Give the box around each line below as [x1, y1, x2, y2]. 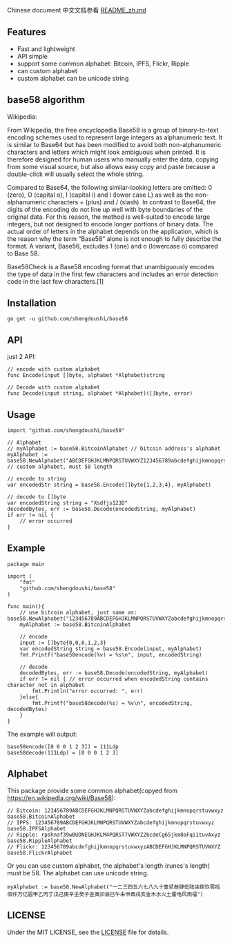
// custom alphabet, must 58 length [7, 463, 113, 471]
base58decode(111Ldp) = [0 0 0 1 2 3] [7, 749, 119, 756]
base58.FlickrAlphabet [7, 849, 72, 856]
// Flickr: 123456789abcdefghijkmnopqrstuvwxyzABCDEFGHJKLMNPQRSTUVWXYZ [7, 843, 221, 850]
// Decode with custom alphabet [7, 384, 100, 391]
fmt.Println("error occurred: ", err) [32, 688, 144, 694]
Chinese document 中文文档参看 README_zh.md [7, 6, 146, 14]
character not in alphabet [7, 681, 85, 688]
